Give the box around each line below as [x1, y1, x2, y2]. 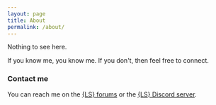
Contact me [7, 74, 49, 84]
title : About [7, 17, 46, 24]
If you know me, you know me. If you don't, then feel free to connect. [7, 56, 209, 65]
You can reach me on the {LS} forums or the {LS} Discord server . [7, 89, 197, 99]
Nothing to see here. [7, 43, 67, 51]
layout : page [7, 10, 46, 18]
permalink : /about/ [7, 23, 65, 30]
